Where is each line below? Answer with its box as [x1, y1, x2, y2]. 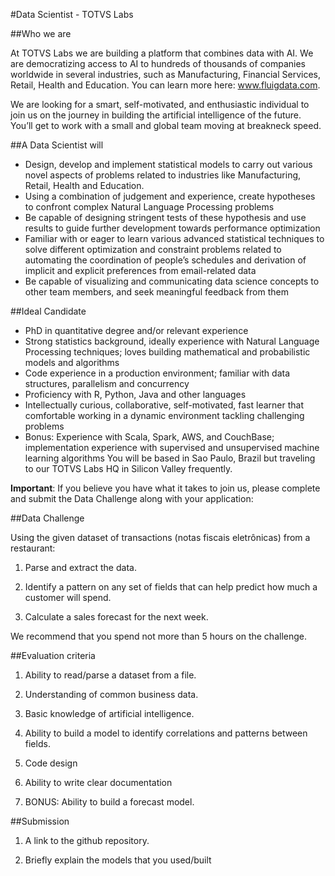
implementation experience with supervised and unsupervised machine [24, 442, 320, 453]
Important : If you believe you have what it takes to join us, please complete [10, 482, 321, 494]
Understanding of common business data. [24, 689, 199, 700]
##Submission [10, 815, 70, 827]
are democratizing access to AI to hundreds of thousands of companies [10, 58, 306, 69]
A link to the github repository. [24, 835, 150, 846]
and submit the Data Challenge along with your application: [10, 493, 254, 504]
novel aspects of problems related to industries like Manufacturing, [24, 169, 302, 181]
